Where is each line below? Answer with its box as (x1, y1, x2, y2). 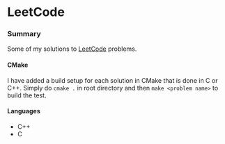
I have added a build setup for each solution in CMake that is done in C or (7, 76, 218, 84)
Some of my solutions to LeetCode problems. (7, 45, 137, 53)
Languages (7, 107, 40, 115)
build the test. (7, 91, 47, 99)
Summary (7, 29, 42, 39)
